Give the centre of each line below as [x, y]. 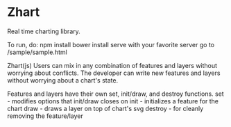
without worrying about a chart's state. [63, 80]
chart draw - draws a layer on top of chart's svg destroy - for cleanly [105, 108]
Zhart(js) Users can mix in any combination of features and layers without [112, 65]
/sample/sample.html [37, 52]
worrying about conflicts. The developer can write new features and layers [114, 73]
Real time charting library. [44, 31]
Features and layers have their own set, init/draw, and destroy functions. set [115, 94]
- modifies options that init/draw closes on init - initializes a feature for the [113, 101]
